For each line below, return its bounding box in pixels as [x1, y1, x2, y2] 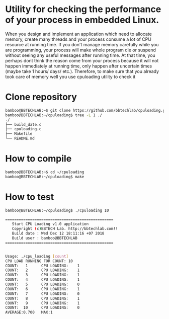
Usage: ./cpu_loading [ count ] [5, 254, 69, 259]
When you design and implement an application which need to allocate [5, 31, 152, 37]
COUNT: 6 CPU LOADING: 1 [5, 286, 80, 291]
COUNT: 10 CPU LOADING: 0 [5, 305, 80, 310]
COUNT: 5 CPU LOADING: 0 [5, 282, 80, 287]
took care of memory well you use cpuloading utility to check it [5, 73, 136, 79]
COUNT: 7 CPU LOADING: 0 [5, 291, 80, 296]
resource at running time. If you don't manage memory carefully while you [5, 41, 159, 47]
